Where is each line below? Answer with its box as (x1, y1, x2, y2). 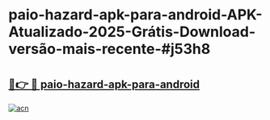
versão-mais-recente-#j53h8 (8, 40, 211, 58)
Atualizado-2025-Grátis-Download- (8, 23, 256, 41)
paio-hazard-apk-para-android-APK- (8, 6, 263, 24)
